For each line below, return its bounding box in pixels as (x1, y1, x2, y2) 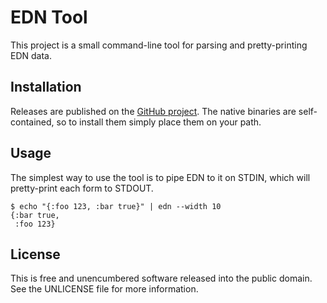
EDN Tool (10, 6, 88, 29)
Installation (10, 79, 82, 96)
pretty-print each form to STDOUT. (10, 182, 154, 194)
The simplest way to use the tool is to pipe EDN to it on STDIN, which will (10, 171, 311, 183)
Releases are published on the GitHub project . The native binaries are (10, 105, 297, 117)
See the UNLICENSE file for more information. (10, 283, 199, 295)
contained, (10, 116, 55, 128)
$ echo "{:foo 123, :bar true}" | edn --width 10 (10, 201, 222, 211)
